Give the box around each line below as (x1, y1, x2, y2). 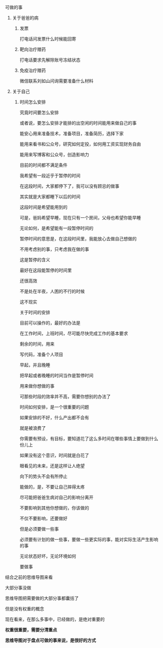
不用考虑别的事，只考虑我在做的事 (19, 247, 89, 252)
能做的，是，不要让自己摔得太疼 (19, 484, 85, 490)
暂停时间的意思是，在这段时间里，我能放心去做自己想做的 (19, 236, 137, 242)
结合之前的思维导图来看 (5, 574, 53, 580)
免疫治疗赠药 (19, 67, 46, 73)
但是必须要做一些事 (19, 526, 59, 532)
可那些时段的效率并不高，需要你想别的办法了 (19, 394, 111, 399)
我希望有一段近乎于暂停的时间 (19, 173, 81, 178)
